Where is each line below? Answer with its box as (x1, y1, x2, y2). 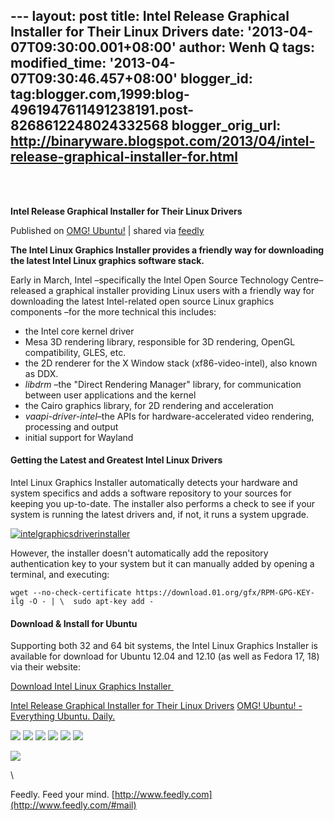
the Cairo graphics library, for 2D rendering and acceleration (24, 399, 274, 411)
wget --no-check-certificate (10, 588, 132, 598)
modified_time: (10, 55, 107, 72)
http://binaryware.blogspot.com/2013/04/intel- (10, 133, 316, 150)
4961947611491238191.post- (10, 102, 195, 119)
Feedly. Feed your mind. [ (10, 789, 115, 801)
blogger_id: (180, 70, 253, 88)
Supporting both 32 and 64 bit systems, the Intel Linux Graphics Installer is (10, 640, 318, 652)
